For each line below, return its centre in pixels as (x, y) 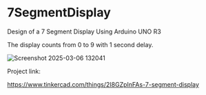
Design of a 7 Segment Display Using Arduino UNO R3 (84, 31)
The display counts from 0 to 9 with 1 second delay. (80, 44)
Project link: (24, 71)
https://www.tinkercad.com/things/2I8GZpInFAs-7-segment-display (103, 84)
